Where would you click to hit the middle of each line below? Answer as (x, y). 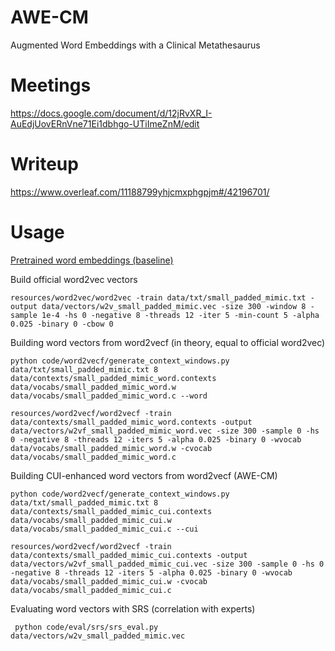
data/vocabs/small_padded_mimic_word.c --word (109, 396)
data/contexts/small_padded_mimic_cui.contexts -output (129, 555)
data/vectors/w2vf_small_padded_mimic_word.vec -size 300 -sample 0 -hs (165, 431)
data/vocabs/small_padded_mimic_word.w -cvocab (111, 448)
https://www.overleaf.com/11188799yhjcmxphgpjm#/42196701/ (140, 192)
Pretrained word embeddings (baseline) (92, 260)
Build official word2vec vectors (74, 279)
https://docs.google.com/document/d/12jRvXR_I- (111, 113)
